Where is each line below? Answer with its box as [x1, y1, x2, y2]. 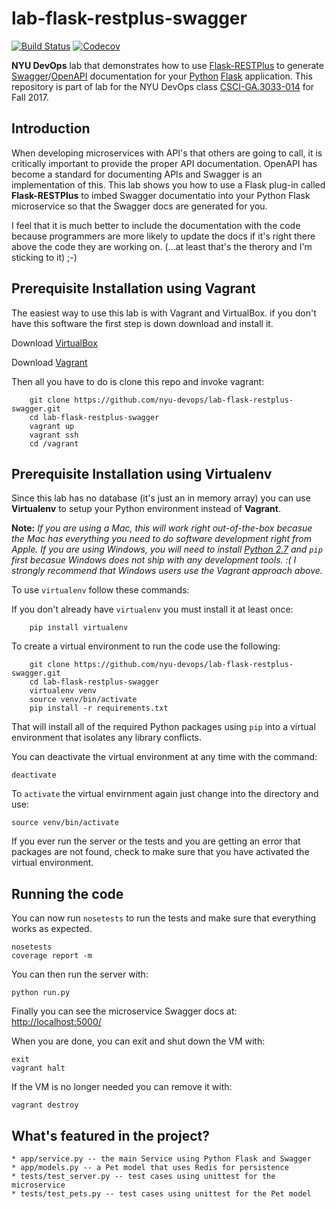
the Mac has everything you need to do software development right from [11, 533, 312, 545]
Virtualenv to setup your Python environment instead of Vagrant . [11, 503, 282, 515]
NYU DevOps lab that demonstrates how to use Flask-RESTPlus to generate [11, 59, 324, 71]
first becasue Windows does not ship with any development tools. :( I [11, 554, 297, 566]
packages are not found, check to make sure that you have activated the [11, 846, 310, 858]
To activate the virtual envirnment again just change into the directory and [11, 788, 319, 800]
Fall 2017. [11, 91, 49, 103]
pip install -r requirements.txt [29, 703, 169, 714]
